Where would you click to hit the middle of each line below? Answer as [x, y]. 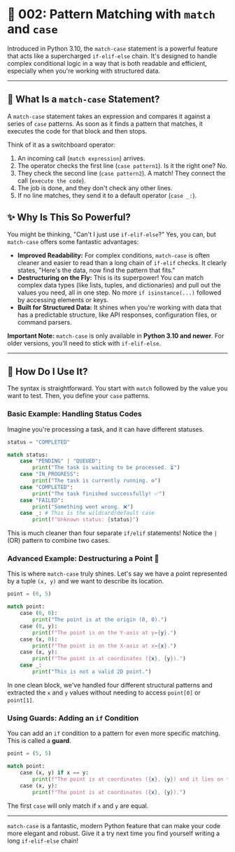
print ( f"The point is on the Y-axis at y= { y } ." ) [105, 632]
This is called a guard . [39, 741]
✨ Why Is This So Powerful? [69, 217]
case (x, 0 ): [39, 639]
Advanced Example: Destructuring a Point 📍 [83, 559]
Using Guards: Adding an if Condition [73, 718]
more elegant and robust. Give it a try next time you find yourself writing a [114, 833]
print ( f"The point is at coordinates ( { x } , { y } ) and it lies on [128, 779]
